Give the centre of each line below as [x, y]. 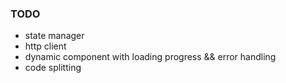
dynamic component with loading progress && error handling [150, 57]
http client [45, 46]
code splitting [53, 68]
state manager [54, 36]
